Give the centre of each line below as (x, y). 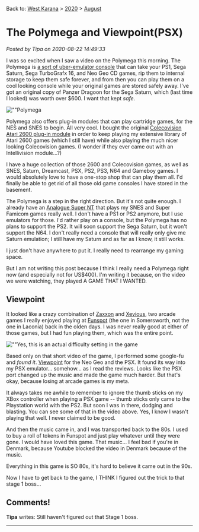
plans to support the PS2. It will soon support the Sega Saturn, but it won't (97, 226)
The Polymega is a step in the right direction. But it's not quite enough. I (94, 201)
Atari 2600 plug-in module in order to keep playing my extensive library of (97, 134)
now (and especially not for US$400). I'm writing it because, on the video (96, 274)
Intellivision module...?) (34, 153)
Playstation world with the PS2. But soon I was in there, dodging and (89, 405)
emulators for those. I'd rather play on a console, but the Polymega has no (97, 220)
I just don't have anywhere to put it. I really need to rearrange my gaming (95, 250)
